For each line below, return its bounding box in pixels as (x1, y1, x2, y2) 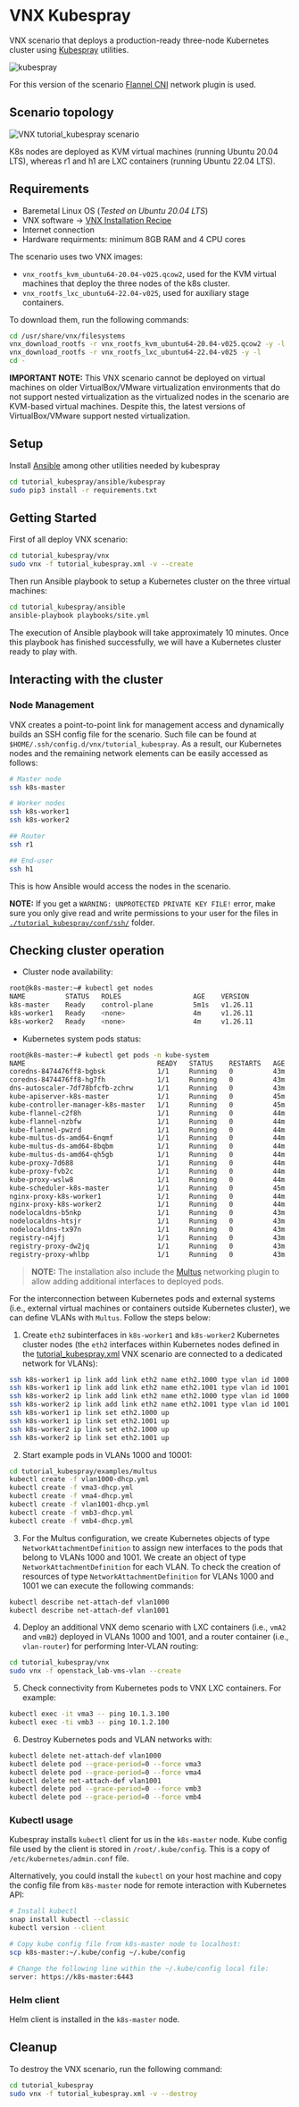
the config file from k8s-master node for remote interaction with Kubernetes (9, 1880, 287, 1891)
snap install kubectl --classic (9, 1915, 129, 1925)
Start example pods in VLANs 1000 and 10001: (21, 1449, 193, 1460)
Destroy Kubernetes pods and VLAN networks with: (21, 1733, 212, 1744)
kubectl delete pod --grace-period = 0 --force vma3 (9, 1759, 202, 1768)
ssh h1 (9, 864, 34, 873)
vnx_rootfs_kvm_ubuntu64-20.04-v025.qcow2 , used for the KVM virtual (21, 268, 277, 279)
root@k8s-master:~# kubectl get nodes (9, 984, 154, 993)
